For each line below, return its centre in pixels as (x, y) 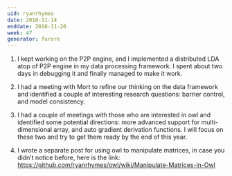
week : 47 (20, 33)
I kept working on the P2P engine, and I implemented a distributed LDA (118, 59)
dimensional (35, 130)
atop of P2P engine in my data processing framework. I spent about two (120, 66)
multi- (209, 122)
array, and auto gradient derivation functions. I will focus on (139, 130)
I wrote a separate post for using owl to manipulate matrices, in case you (121, 150)
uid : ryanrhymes (30, 13)
